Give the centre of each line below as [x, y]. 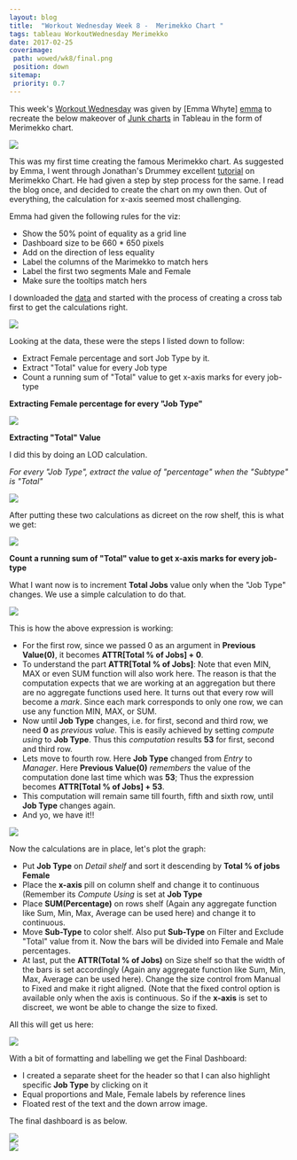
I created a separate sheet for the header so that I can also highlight [146, 1075]
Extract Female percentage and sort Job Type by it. [116, 358]
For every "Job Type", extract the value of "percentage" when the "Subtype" [149, 472]
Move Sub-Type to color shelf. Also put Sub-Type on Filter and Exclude [152, 931]
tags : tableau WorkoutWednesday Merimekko [89, 34]
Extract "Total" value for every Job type [94, 367]
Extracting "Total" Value [55, 437]
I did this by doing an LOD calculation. [78, 454]
